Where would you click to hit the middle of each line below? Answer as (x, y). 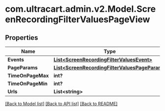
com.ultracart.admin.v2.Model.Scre (81, 9)
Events (16, 60)
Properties (22, 38)
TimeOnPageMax (28, 76)
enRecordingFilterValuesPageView (78, 19)
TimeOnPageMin (27, 83)
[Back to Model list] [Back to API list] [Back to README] (61, 104)
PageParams (23, 68)
